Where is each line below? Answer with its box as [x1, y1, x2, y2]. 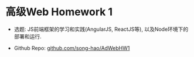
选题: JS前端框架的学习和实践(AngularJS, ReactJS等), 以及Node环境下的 [13, 26, 189, 33]
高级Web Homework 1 [5, 5, 113, 19]
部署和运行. [13, 33, 42, 40]
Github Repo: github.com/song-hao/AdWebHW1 [13, 44, 130, 51]
